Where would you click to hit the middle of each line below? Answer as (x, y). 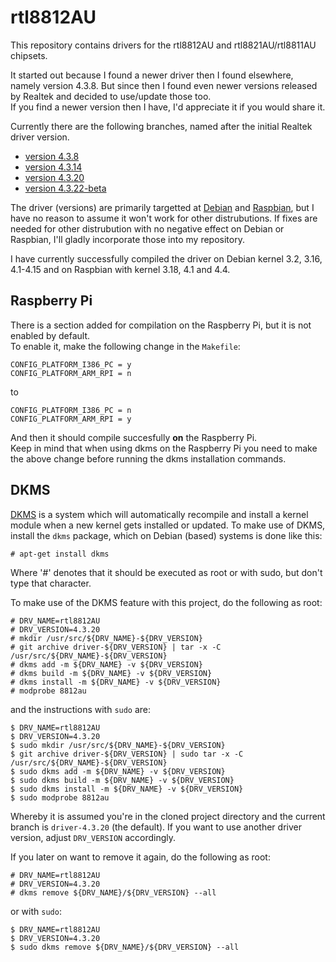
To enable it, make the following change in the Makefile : (125, 346)
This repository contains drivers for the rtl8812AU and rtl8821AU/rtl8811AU (163, 45)
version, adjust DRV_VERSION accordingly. (93, 837)
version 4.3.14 (53, 167)
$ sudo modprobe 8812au (60, 797)
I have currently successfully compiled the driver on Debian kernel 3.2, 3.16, (166, 258)
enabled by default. (50, 335)
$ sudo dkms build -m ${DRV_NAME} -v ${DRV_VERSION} (122, 780)
